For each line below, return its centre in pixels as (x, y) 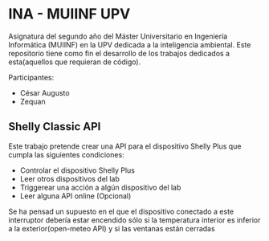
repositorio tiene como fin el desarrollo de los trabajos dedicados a (119, 53)
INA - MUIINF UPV (69, 14)
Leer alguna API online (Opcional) (75, 196)
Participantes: (31, 77)
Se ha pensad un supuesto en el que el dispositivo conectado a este (121, 211)
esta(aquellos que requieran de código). (75, 62)
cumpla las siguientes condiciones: (66, 154)
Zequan (33, 101)
